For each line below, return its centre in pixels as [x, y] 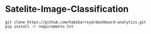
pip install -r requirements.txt [39, 26]
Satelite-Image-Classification [67, 9]
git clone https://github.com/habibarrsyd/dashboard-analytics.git [76, 22]
